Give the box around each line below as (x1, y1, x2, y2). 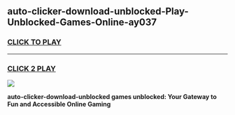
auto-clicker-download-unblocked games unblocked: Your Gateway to (7, 92, 217, 100)
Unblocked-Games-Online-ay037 (7, 17, 157, 29)
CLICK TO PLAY (7, 38, 62, 47)
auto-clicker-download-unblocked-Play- (7, 6, 189, 17)
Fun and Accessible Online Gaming (7, 100, 111, 108)
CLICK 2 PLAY (7, 63, 56, 73)
